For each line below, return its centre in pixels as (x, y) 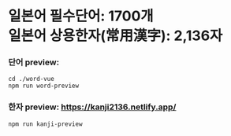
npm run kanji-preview (45, 124)
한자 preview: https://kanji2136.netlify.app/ (92, 107)
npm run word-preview (44, 86)
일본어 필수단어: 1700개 (81, 16)
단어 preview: (34, 62)
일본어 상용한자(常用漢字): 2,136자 (115, 36)
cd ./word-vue (32, 79)
